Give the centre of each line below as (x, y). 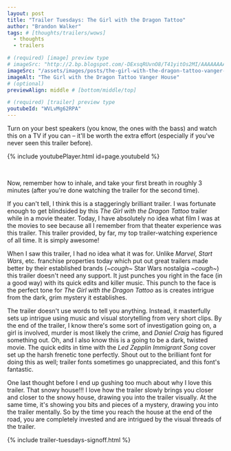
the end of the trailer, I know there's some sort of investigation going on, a (112, 325)
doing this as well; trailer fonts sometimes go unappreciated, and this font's (114, 362)
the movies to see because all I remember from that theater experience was (114, 225)
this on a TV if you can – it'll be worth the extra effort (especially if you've (111, 136)
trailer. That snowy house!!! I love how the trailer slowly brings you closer (110, 390)
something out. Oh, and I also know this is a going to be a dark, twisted (108, 340)
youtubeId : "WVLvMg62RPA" (44, 109)
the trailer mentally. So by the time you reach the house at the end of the (110, 412)
